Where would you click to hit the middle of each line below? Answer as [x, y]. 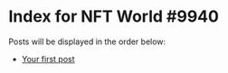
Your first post [48, 59]
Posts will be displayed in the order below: [87, 41]
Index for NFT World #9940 [114, 17]
